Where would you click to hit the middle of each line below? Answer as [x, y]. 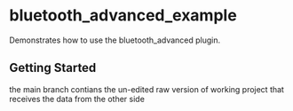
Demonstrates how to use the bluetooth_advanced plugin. [115, 40]
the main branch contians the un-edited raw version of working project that [146, 89]
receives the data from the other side [77, 99]
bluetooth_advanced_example [123, 16]
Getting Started [53, 68]
